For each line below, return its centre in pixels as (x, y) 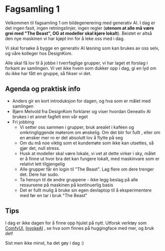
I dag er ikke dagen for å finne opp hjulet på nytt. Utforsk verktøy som (76, 223)
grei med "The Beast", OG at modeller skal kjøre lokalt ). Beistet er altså (79, 33)
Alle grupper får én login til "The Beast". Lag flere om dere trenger (87, 169)
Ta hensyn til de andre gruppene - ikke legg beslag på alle (79, 179)
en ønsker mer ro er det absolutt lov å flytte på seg (71, 137)
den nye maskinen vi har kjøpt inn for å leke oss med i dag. (65, 39)
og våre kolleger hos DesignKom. (39, 53)
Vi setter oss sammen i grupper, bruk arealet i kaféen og (77, 127)
